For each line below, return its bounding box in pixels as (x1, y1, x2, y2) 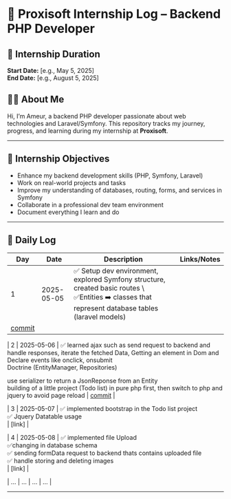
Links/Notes (179, 255, 221, 264)
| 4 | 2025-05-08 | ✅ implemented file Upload (7, 434, 137, 442)
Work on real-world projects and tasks (16, 178, 126, 187)
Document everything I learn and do (16, 208, 120, 216)
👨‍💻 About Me (7, 94, 65, 105)
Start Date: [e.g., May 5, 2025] (7, 67, 95, 74)
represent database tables (73, 304, 159, 313)
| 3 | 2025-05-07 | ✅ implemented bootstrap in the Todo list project (7, 405, 198, 413)
